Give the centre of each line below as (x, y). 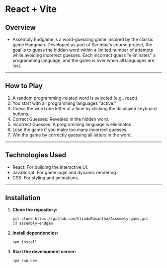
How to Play (24, 86)
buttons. (21, 114)
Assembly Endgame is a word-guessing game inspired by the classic (83, 39)
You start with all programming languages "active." (64, 103)
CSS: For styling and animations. (46, 178)
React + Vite (31, 9)
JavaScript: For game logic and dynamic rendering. (65, 172)
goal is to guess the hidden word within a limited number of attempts (83, 50)
